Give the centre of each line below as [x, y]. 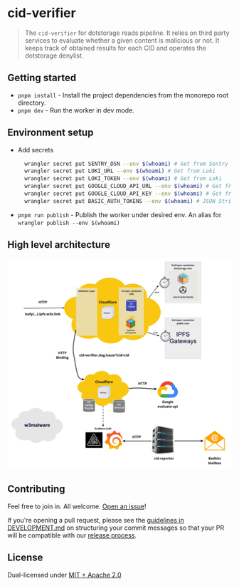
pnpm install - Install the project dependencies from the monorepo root [123, 95]
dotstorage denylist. [54, 56]
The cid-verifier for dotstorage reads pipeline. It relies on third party [127, 33]
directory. [32, 103]
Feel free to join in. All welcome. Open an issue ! [77, 506]
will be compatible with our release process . [72, 535]
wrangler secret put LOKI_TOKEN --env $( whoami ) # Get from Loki [123, 179]
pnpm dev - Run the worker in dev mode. [76, 110]
